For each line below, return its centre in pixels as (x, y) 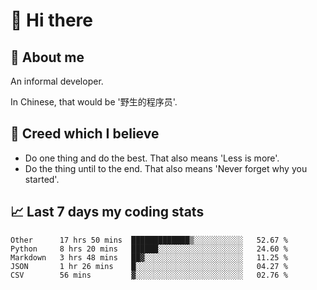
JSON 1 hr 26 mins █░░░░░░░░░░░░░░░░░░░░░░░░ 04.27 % (149, 266)
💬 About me (47, 57)
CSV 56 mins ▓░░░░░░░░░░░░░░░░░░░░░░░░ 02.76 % (149, 275)
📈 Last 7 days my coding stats (107, 212)
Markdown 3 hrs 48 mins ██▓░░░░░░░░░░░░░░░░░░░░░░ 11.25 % (149, 257)
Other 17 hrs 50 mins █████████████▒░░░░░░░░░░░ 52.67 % (149, 240)
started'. (42, 179)
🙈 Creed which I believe (85, 134)
